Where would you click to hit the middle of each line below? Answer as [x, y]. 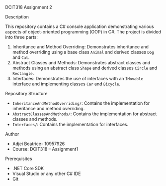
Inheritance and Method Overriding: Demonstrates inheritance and [81, 47]
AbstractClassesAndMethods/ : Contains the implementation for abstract [84, 114]
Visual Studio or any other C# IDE [46, 174]
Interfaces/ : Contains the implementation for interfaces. [70, 124]
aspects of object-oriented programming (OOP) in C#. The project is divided [83, 32]
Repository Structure [27, 93]
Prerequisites [19, 159]
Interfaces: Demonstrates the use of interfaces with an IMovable [78, 79]
